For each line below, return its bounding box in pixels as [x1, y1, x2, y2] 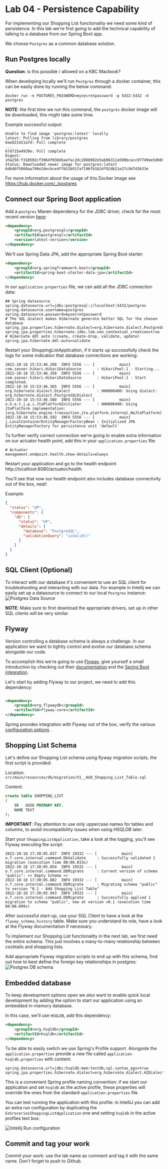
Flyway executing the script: [5, 842, 63, 848]
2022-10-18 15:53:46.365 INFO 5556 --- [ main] [5, 384, 131, 389]
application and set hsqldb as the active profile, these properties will [5, 1084, 145, 1090]
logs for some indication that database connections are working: [5, 352, 138, 358]
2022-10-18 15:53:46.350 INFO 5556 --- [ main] [5, 371, 131, 376]
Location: [5, 769, 24, 775]
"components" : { [9, 510, 43, 515]
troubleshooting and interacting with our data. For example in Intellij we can [5, 584, 160, 590]
